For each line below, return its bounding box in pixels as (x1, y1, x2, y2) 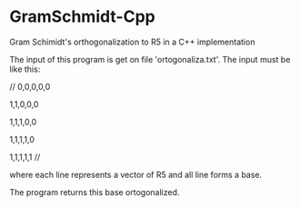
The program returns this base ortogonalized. (9, 186, 180, 197)
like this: (9, 64, 41, 74)
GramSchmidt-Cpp (9, 6, 156, 27)
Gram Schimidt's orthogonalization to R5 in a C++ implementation (9, 36, 255, 47)
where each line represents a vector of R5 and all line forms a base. (9, 169, 263, 180)
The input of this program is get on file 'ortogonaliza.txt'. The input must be (9, 54, 291, 64)
